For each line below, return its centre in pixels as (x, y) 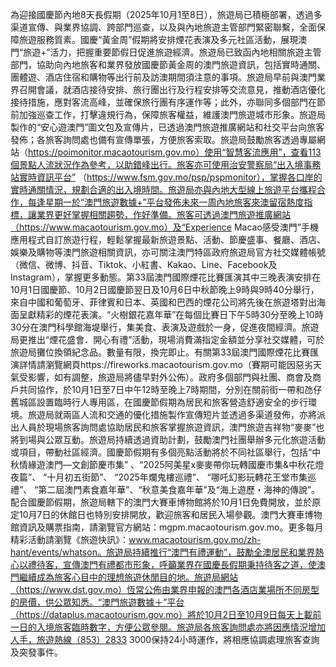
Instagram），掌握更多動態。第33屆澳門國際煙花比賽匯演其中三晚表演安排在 (166, 277)
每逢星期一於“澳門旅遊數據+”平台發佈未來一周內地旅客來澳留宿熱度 (166, 202)
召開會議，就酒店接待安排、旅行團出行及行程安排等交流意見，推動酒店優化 (172, 89)
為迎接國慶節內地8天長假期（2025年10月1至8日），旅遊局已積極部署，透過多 (166, 14)
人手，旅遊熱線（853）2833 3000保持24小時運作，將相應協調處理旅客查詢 (165, 639)
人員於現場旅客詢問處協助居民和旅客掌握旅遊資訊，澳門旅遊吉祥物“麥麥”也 (171, 427)
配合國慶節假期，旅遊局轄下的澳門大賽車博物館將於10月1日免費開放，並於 (161, 502)
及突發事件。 (36, 652)
